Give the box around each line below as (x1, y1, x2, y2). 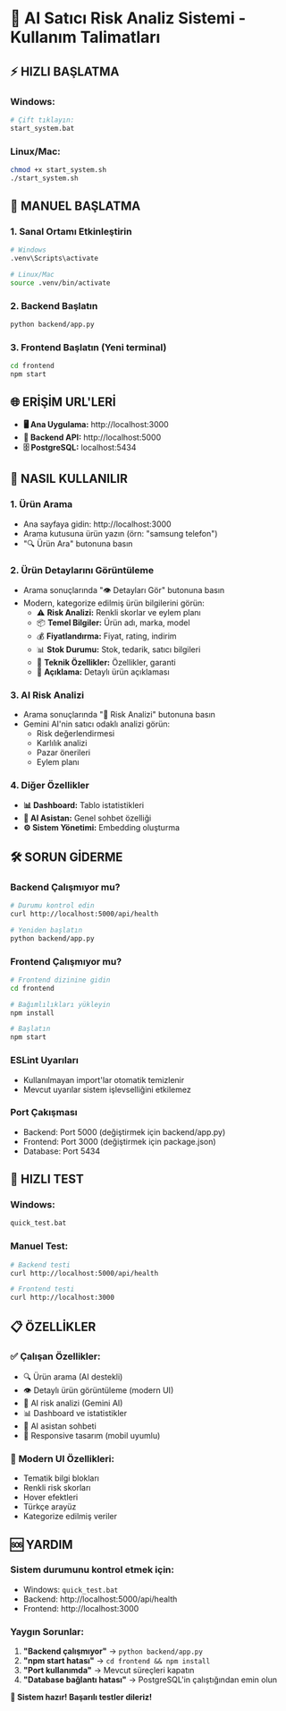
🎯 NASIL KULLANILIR (10, 471, 128, 486)
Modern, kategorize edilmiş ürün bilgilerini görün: (22, 598, 205, 608)
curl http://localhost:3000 (10, 1294, 115, 1303)
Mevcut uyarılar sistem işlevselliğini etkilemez (22, 1084, 191, 1095)
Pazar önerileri (36, 747, 91, 758)
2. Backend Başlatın (10, 299, 98, 312)
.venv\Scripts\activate (10, 254, 99, 263)
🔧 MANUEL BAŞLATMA (10, 199, 141, 214)
